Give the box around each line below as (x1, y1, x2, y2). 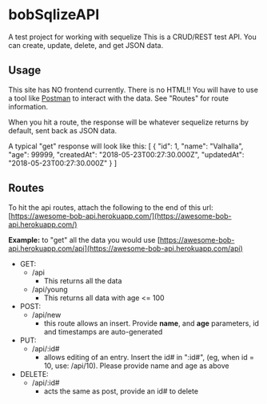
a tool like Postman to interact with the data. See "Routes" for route (8, 93, 229, 103)
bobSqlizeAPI (8, 6, 100, 24)
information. (8, 101, 49, 111)
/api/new (31, 310, 62, 319)
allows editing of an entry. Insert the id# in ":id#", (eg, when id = (43, 352, 254, 362)
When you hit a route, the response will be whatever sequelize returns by (8, 117, 249, 127)
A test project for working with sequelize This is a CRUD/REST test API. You (8, 32, 257, 42)
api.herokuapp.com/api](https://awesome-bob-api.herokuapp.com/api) (8, 244, 244, 253)
